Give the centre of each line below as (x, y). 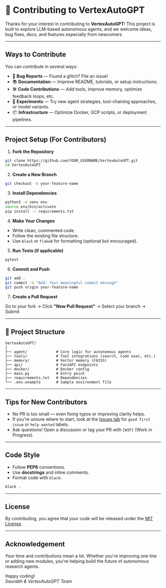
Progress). (23, 435)
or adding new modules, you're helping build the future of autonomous (77, 561)
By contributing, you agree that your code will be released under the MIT (79, 519)
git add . (15, 278)
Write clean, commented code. (43, 230)
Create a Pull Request (35, 297)
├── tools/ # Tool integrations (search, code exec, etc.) (80, 356)
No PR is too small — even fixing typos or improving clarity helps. (79, 414)
